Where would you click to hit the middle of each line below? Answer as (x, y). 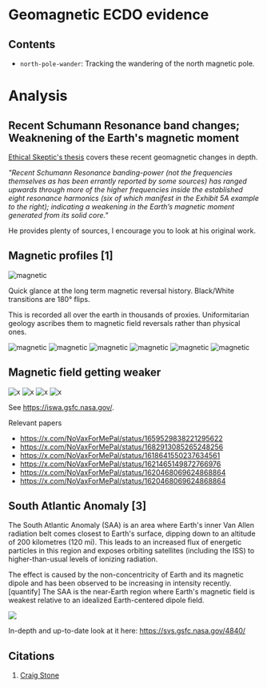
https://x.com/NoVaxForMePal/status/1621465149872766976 (120, 464)
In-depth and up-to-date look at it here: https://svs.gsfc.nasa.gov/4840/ (127, 631)
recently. (217, 583)
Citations (32, 656)
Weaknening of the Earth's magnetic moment (124, 138)
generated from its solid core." (58, 215)
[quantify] (25, 592)
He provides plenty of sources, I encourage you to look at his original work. (132, 231)
